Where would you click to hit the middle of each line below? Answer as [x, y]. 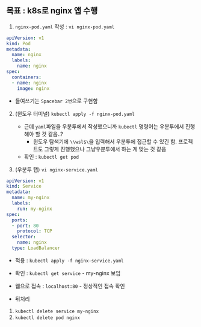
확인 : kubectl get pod [51, 156]
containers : [27, 77]
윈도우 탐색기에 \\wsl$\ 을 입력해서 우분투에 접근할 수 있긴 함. [105, 141]
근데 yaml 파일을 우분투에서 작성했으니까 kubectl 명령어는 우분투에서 [104, 126]
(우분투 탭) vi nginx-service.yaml [56, 169]
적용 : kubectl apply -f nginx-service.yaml [70, 260]
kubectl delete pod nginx [47, 318]
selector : [24, 237]
